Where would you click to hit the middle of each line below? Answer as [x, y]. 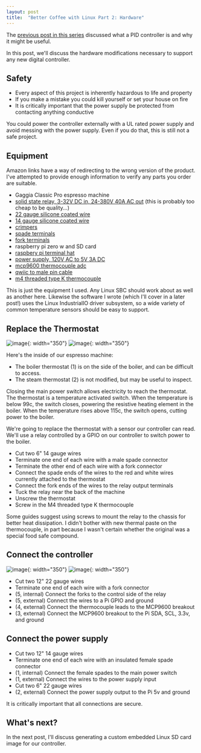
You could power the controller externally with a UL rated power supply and [100, 124]
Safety [19, 78]
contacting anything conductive [55, 112]
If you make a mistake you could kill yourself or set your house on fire [101, 99]
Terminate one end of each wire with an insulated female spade [94, 660]
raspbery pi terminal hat [45, 253]
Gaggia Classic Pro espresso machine [62, 195]
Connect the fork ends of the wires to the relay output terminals [94, 485]
